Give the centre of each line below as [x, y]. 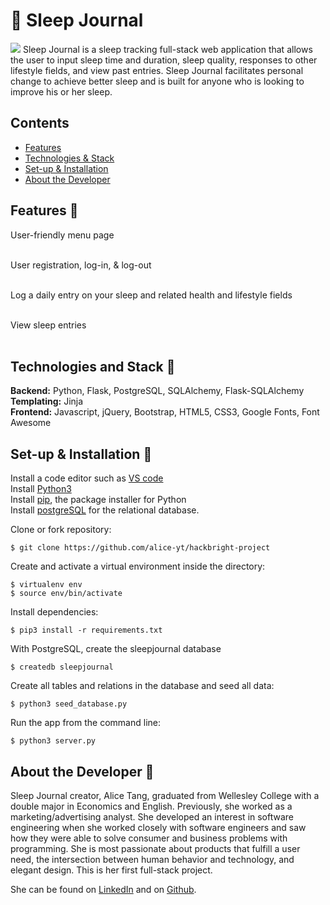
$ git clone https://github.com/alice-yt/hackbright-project [140, 548]
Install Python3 [41, 489]
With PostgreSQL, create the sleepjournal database [116, 649]
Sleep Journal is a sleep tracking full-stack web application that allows [167, 49]
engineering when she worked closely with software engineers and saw [158, 827]
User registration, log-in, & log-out [81, 265]
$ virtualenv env [46, 585]
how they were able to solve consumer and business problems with [149, 838]
